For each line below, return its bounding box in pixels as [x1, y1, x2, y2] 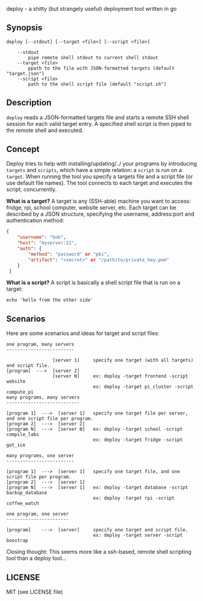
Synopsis [6, 22, 42, 33]
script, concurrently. [6, 186, 57, 193]
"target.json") [6, 70, 45, 76]
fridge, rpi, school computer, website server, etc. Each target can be [6, 204, 177, 211]
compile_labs [6, 431, 39, 438]
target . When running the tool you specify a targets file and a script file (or [6, 173, 193, 181]
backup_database [6, 490, 47, 496]
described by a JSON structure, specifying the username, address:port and [6, 210, 195, 217]
